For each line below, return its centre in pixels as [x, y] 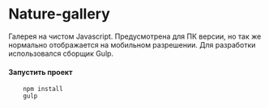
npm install [43, 89]
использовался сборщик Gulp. [61, 53]
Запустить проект [41, 72]
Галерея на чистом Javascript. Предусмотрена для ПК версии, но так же [135, 36]
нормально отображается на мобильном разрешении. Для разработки [132, 44]
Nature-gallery [60, 14]
